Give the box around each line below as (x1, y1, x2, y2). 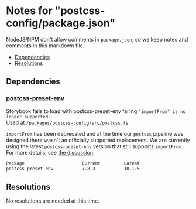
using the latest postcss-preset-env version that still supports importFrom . (6, 142, 183, 150)
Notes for (6, 4, 53, 18)
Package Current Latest (6, 160, 140, 166)
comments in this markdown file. (6, 42, 85, 49)
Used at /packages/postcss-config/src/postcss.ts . (6, 119, 130, 126)
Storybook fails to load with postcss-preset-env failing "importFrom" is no (6, 107, 186, 115)
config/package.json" (6, 16, 116, 30)
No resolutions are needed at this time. (6, 197, 99, 204)
